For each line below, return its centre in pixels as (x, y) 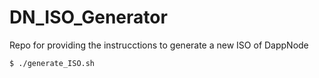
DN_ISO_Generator (88, 17)
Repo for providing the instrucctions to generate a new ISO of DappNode (159, 45)
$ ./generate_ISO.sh (52, 63)
